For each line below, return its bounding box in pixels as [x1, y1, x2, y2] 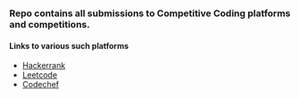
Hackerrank [21, 61, 66, 71]
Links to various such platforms [9, 40, 129, 51]
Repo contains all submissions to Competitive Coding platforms [9, 7, 291, 20]
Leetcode [21, 69, 58, 80]
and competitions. [9, 18, 91, 30]
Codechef [21, 79, 60, 90]
